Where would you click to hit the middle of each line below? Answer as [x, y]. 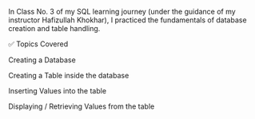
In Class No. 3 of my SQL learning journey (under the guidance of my [122, 12]
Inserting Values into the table [57, 91]
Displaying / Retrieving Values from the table [82, 106]
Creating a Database [42, 60]
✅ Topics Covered [38, 44]
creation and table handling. [54, 28]
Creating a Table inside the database [69, 75]
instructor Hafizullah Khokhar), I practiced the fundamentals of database [127, 20]
